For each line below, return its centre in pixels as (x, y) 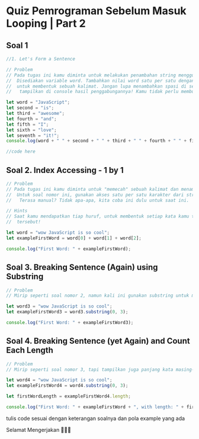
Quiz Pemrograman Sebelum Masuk (96, 11)
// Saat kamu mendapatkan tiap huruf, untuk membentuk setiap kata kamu (98, 217)
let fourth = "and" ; (32, 119)
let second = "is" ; (30, 108)
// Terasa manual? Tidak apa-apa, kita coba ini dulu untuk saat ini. (98, 200)
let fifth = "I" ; (28, 124)
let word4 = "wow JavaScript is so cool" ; (59, 380)
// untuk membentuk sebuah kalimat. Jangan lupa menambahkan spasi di (96, 86)
